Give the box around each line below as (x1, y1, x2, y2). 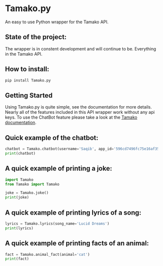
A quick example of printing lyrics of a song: (5, 208, 142, 217)
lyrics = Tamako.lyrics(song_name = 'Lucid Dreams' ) (5, 221, 110, 226)
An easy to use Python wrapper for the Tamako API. (5, 19, 109, 25)
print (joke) (5, 195, 29, 200)
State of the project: (5, 33, 67, 41)
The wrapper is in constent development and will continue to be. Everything (5, 46, 156, 51)
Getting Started (5, 91, 53, 99)
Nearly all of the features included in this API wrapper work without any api (5, 110, 155, 115)
